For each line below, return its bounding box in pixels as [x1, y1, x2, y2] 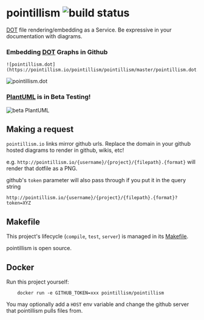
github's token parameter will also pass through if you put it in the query [6, 177, 186, 184]
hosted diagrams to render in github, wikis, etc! [6, 146, 124, 154]
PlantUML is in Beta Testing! [6, 93, 91, 101]
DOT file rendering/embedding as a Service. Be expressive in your [6, 26, 172, 33]
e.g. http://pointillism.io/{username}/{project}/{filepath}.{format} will [6, 158, 196, 166]
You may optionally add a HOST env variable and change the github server [6, 301, 189, 308]
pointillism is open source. [6, 245, 72, 252]
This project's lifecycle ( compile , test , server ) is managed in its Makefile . [6, 233, 189, 240]
